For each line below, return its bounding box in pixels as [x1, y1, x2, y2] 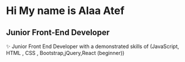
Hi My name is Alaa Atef [6, 4, 125, 18]
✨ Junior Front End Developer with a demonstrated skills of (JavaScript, [6, 43, 180, 50]
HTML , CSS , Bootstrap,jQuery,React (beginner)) [6, 50, 125, 56]
